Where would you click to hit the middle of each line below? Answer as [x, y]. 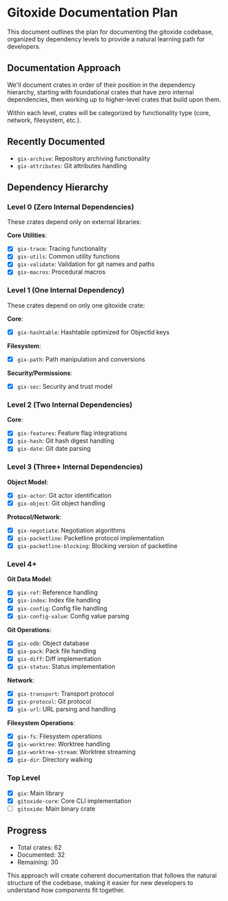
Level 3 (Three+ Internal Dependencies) [75, 467]
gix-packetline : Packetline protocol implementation [91, 538]
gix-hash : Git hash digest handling [66, 441]
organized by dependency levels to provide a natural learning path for [106, 39]
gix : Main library [40, 793]
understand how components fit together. [66, 890]
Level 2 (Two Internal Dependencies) [70, 405]
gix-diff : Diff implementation [59, 658]
